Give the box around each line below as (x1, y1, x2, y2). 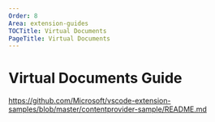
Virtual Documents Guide (8, 69, 183, 87)
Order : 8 (8, 11, 38, 20)
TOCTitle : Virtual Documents (8, 27, 107, 35)
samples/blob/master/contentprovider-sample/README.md (8, 104, 207, 114)
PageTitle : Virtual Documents (8, 34, 111, 43)
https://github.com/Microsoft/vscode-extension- (8, 96, 171, 106)
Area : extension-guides (8, 19, 89, 27)
